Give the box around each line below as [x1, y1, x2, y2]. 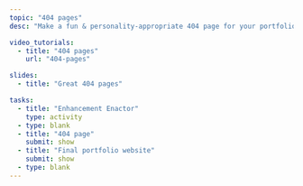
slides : [9, 71, 39, 80]
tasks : [9, 96, 34, 105]
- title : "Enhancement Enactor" [17, 104, 140, 113]
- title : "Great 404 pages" [17, 79, 124, 88]
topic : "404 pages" [9, 13, 83, 23]
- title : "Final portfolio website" [17, 146, 155, 155]
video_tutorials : [9, 38, 75, 47]
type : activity [25, 112, 83, 122]
